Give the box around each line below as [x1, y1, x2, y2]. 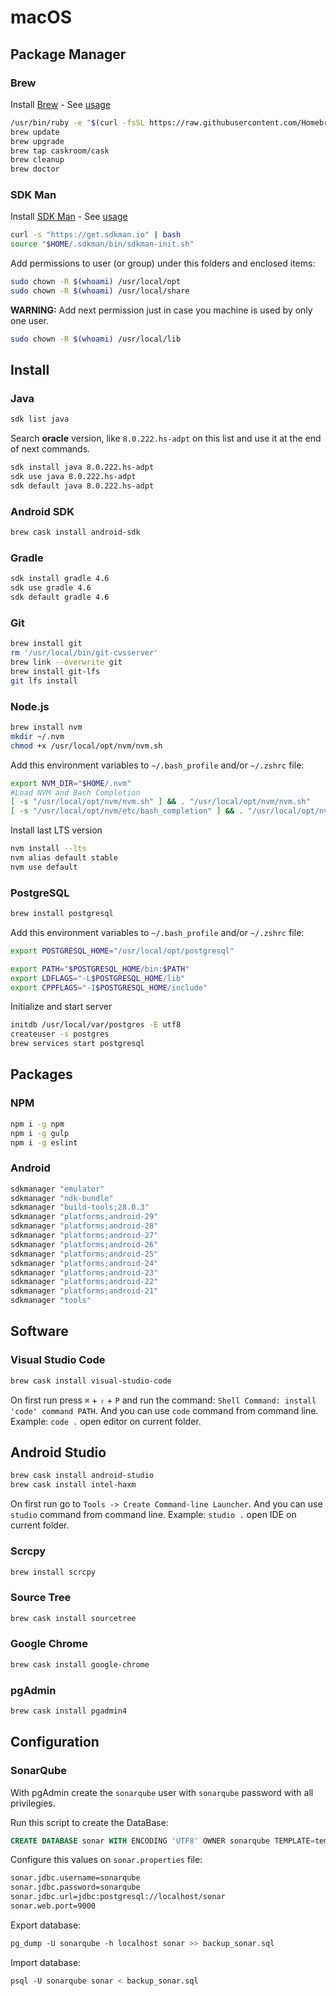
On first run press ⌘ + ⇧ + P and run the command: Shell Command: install [10, 1394, 317, 1406]
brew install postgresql [10, 909, 114, 919]
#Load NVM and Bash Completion [10, 787, 141, 798]
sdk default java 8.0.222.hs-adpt [10, 481, 155, 491]
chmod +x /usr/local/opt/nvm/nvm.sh [10, 741, 163, 751]
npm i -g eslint [10, 1137, 78, 1148]
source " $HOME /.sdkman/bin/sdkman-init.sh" [10, 239, 195, 250]
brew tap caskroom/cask [10, 146, 110, 156]
